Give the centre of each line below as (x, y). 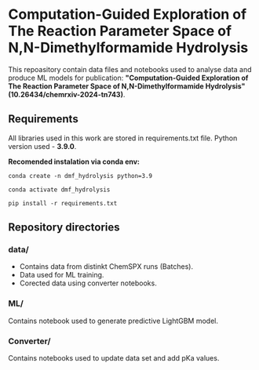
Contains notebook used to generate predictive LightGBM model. (113, 321)
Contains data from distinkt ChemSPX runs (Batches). (106, 267)
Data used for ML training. (62, 275)
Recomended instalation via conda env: (74, 161)
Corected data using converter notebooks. (88, 283)
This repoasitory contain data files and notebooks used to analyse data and (130, 69)
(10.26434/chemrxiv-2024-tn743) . (67, 94)
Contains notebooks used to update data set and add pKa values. (114, 358)
